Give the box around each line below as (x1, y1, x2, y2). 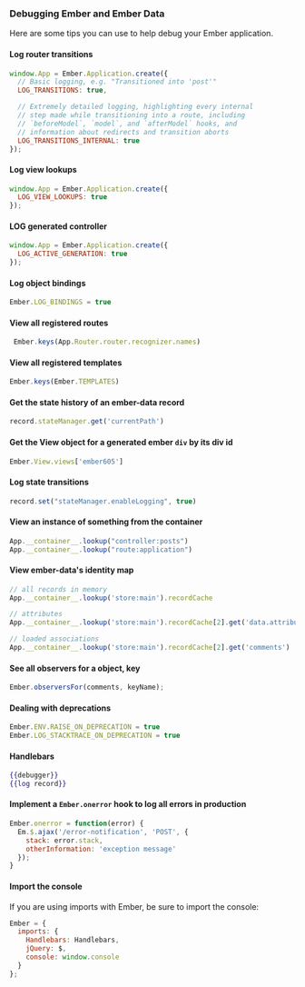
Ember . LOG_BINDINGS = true (9, 298, 112, 307)
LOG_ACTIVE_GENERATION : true (17, 249, 128, 259)
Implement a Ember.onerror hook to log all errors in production (9, 799, 247, 810)
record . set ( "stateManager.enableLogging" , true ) (9, 496, 197, 506)
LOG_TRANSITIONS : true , (17, 85, 107, 95)
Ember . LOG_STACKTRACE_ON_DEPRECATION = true (9, 731, 181, 741)
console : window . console (25, 952, 120, 962)
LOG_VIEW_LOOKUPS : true (17, 193, 107, 202)
